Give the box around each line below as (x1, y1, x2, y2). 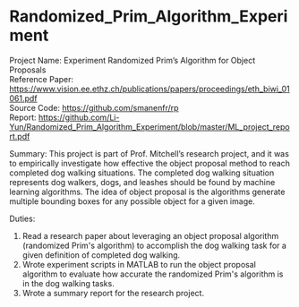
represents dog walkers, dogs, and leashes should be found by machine (9, 176, 276, 187)
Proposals (9, 64, 47, 75)
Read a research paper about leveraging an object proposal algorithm (21, 230, 279, 241)
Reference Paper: (9, 73, 74, 84)
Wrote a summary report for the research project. (21, 287, 204, 298)
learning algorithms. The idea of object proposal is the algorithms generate (9, 186, 286, 197)
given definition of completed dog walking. (21, 249, 181, 260)
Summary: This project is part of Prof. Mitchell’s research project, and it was (9, 148, 289, 158)
